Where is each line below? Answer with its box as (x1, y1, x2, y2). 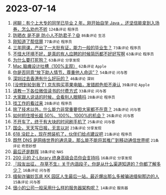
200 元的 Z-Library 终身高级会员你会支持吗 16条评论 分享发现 (12, 155, 133, 160)
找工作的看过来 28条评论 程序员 (12, 100, 72, 106)
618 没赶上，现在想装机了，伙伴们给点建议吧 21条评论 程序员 (12, 131, 133, 137)
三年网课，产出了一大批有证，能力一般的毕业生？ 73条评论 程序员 (12, 44, 141, 50)
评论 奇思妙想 (12, 144, 36, 149)
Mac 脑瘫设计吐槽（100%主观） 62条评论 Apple (12, 63, 107, 69)
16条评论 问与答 (22, 168, 51, 173)
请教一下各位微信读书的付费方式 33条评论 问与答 (12, 87, 107, 94)
